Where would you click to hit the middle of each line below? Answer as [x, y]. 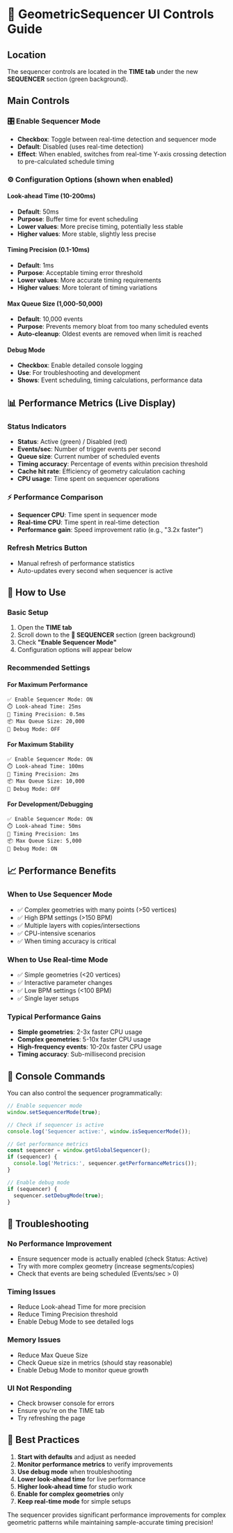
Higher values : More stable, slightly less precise [87, 234]
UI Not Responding [40, 1388]
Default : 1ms [35, 265]
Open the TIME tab [45, 628]
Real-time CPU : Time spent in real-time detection [88, 522]
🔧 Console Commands [56, 1076]
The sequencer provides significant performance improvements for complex [116, 1515]
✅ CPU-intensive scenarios [56, 933]
